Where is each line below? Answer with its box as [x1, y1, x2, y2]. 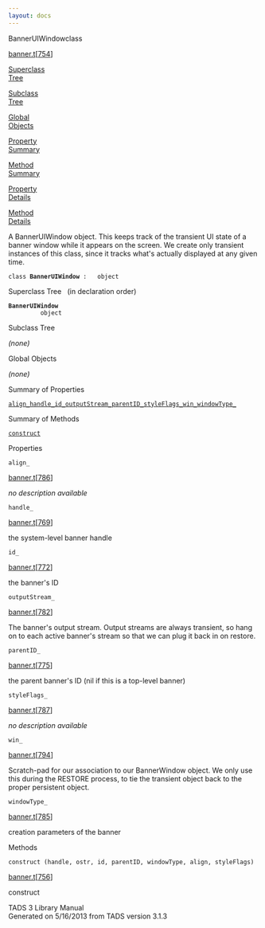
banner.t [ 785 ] [8, 812, 53, 821]
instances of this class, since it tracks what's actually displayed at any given [8, 249, 258, 258]
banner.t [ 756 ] [8, 871, 53, 881]
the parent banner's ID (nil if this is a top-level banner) [8, 675, 185, 685]
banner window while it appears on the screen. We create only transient [8, 240, 244, 249]
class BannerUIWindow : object [8, 272, 119, 280]
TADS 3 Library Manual [8, 903, 84, 912]
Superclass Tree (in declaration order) [8, 286, 137, 296]
